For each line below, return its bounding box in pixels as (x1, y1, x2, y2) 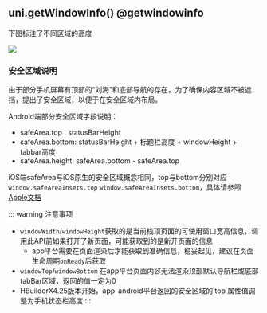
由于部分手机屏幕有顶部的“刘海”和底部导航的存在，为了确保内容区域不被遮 (8, 85, 253, 95)
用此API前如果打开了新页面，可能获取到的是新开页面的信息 (19, 237, 214, 246)
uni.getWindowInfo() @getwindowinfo (8, 6, 205, 20)
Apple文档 (8, 193, 42, 202)
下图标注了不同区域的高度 (8, 28, 92, 38)
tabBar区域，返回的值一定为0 (19, 276, 117, 286)
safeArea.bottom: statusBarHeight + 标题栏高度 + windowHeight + (19, 137, 238, 147)
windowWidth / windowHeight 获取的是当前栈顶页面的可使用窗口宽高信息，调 (19, 226, 259, 236)
